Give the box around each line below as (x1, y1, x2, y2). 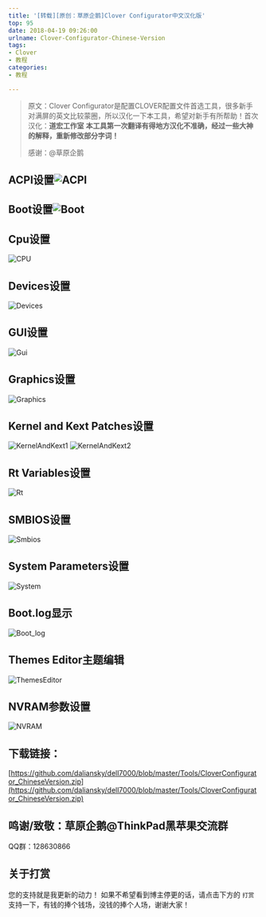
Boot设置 (8, 203, 53, 216)
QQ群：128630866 (8, 841, 71, 851)
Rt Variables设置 (8, 466, 91, 479)
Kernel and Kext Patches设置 (8, 419, 154, 433)
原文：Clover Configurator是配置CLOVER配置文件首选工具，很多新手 (27, 100, 253, 110)
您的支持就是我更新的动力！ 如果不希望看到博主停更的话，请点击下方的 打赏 (8, 890, 255, 899)
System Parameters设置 (8, 560, 130, 573)
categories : (8, 64, 48, 72)
